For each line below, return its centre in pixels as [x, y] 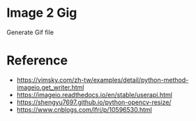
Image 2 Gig [42, 13]
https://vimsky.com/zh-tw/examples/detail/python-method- [103, 80]
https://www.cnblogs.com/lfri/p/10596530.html [84, 109]
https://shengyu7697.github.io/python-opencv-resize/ [94, 102]
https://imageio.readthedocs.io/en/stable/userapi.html [94, 94]
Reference [37, 60]
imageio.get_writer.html [50, 87]
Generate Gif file [30, 32]
